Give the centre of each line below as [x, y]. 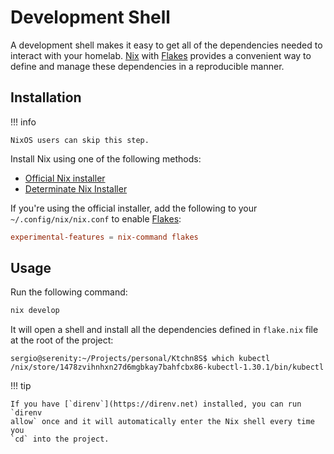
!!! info [23, 122]
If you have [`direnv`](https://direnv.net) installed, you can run [156, 404]
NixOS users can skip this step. [80, 140]
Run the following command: [69, 292]
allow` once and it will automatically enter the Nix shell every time [162, 422]
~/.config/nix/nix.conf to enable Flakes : [96, 218]
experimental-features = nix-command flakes [104, 237]
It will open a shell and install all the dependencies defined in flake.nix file [164, 330]
